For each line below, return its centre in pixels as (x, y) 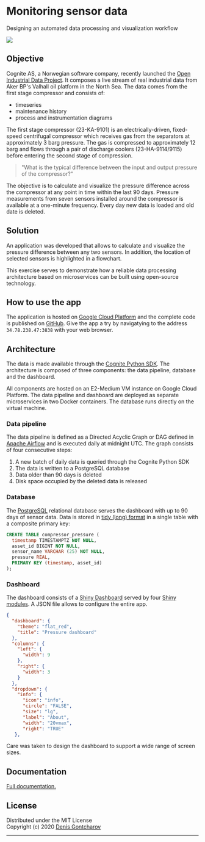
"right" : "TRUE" (43, 729)
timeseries (28, 104)
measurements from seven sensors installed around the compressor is (95, 198)
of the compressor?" (47, 174)
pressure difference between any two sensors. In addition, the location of (99, 252)
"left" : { (30, 649)
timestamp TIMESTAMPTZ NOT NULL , (54, 540)
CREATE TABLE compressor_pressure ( (53, 534)
